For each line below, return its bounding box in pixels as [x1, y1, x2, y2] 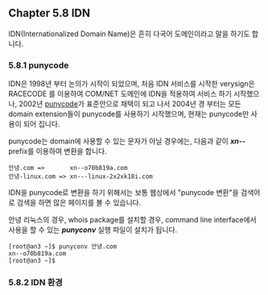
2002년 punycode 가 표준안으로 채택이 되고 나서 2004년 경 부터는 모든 [19, 99, 241, 109]
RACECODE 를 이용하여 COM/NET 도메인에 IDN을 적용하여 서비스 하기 [8, 89, 232, 99]
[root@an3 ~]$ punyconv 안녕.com [8, 243, 118, 251]
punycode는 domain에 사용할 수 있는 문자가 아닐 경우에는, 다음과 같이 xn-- [8, 136, 246, 146]
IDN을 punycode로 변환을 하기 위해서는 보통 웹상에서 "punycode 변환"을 [8, 188, 239, 197]
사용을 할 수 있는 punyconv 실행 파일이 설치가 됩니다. [8, 225, 178, 235]
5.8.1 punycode [8, 60, 69, 71]
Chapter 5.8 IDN [8, 6, 91, 20]
